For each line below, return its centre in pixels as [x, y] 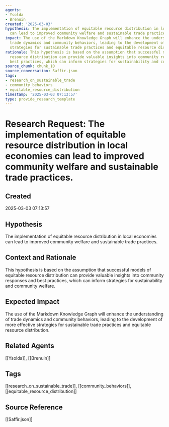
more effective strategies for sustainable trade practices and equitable [78, 325]
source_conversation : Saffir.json [41, 71]
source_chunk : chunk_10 [30, 66]
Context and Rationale [41, 258]
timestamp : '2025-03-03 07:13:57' [41, 94]
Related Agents [30, 346]
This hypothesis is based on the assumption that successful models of [78, 270]
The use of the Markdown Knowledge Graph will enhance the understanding [84, 314]
